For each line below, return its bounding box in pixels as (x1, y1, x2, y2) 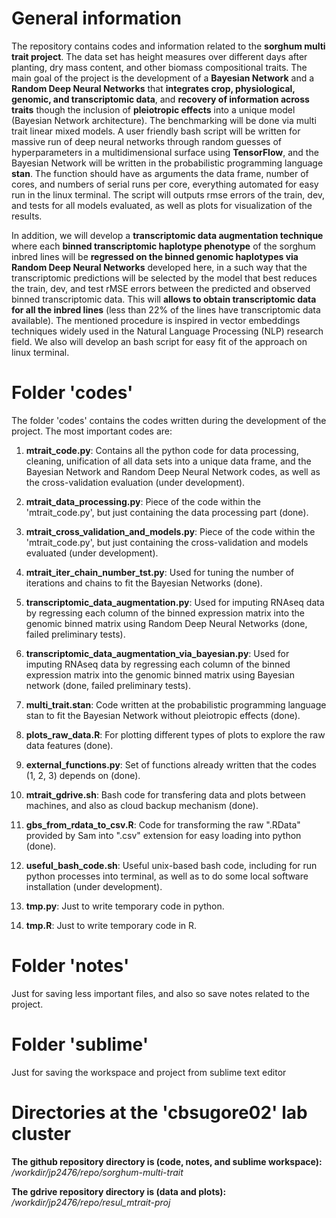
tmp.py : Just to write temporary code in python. (25, 900, 225, 912)
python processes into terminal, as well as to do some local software (25, 870, 309, 882)
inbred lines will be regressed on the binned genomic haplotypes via (11, 250, 299, 262)
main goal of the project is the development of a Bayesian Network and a (11, 72, 315, 84)
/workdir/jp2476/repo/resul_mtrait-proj (11, 1196, 171, 1208)
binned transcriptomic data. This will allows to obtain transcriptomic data (11, 293, 317, 305)
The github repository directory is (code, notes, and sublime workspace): (11, 1155, 323, 1167)
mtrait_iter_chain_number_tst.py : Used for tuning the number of (25, 566, 295, 578)
